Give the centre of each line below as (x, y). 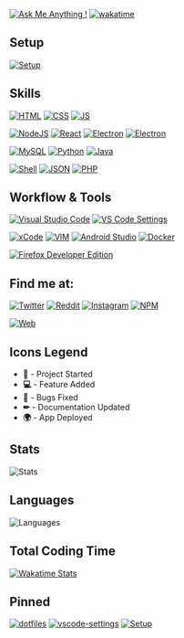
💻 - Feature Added (59, 385)
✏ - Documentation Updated (76, 408)
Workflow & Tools (61, 198)
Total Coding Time (62, 552)
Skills (25, 94)
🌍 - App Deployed (57, 418)
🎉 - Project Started (57, 374)
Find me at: (42, 283)
